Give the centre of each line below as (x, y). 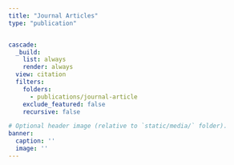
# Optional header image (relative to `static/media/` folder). (118, 126)
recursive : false (52, 112)
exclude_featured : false (64, 104)
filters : (30, 82)
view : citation (41, 74)
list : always (44, 60)
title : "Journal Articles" (53, 16)
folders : (37, 89)
